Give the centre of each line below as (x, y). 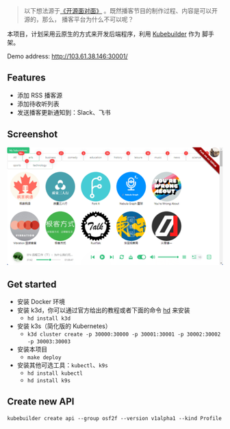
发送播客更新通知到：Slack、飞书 (64, 112)
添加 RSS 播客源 (40, 95)
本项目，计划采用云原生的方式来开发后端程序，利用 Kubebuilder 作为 (104, 34)
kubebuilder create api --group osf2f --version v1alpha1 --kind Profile (115, 418)
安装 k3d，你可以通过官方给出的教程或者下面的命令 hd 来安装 (103, 310)
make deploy (44, 358)
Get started (32, 284)
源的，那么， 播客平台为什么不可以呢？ (79, 19)
